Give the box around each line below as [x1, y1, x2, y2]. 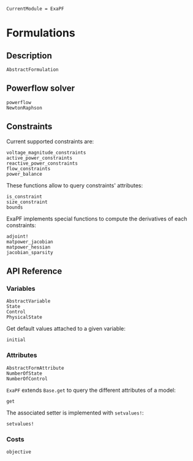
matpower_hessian [6, 244, 51, 250]
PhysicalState [6, 314, 43, 321]
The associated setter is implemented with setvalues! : [6, 409, 144, 416]
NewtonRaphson [6, 105, 43, 111]
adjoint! [6, 233, 29, 239]
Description [6, 50, 52, 61]
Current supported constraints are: [6, 138, 94, 145]
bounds [6, 204, 23, 211]
